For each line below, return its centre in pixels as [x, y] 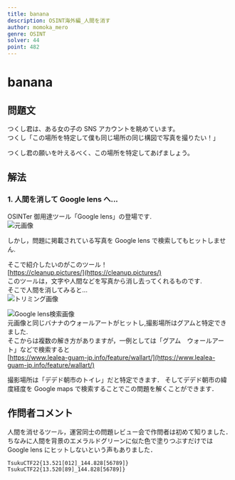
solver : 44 [23, 41]
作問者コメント [40, 413]
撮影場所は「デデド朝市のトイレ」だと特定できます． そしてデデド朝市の [114, 380]
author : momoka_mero [38, 27]
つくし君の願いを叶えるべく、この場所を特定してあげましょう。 [100, 153]
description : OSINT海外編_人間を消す [59, 21]
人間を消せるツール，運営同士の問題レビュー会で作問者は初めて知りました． [120, 432]
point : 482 [23, 47]
